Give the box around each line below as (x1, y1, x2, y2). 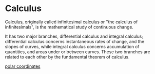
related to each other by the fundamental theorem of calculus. (5, 54, 130, 59)
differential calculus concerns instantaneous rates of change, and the (5, 38, 145, 44)
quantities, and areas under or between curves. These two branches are (5, 49, 150, 55)
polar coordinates (5, 63, 40, 69)
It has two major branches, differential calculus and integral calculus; (5, 33, 143, 39)
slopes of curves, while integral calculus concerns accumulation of (5, 44, 140, 49)
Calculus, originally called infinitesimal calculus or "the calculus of (5, 19, 138, 25)
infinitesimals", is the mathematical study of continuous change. (5, 24, 134, 30)
